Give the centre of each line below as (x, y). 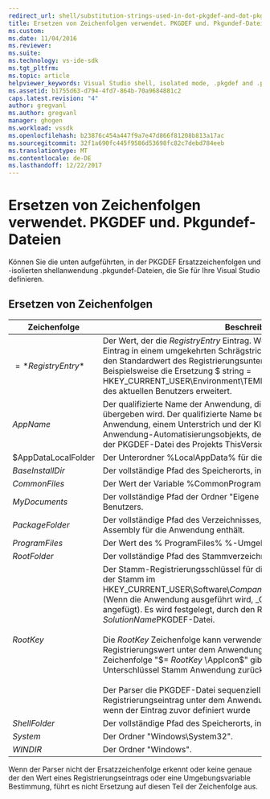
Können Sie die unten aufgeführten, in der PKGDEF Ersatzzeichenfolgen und (135, 262)
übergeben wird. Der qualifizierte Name (177, 414)
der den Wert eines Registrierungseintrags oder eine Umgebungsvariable (129, 777)
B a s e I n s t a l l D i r (39, 470)
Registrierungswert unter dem (159, 649)
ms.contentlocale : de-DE (50, 158)
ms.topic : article (39, 76)
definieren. (26, 279)
